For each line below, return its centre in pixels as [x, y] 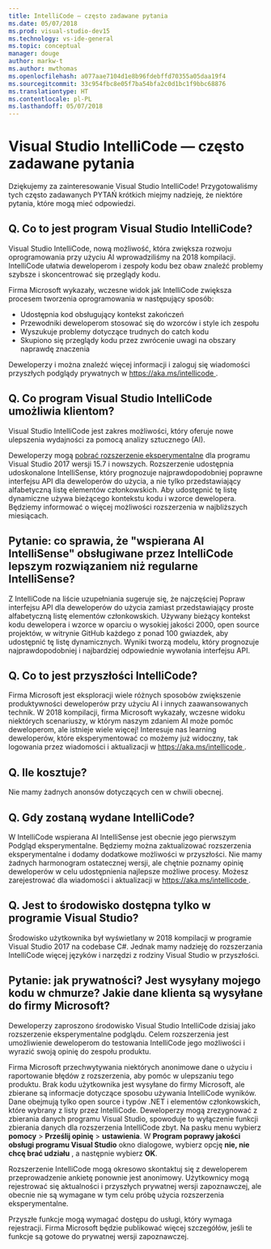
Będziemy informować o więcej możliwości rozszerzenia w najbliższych [128, 507]
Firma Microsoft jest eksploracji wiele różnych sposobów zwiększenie [125, 695]
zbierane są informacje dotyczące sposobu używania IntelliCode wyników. [133, 1092]
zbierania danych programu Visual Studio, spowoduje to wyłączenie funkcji [133, 1118]
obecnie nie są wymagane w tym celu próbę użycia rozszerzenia [116, 1195]
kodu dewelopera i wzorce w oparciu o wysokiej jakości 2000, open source [134, 624]
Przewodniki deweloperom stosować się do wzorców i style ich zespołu [140, 323]
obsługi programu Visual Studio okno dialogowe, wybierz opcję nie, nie [129, 1144]
